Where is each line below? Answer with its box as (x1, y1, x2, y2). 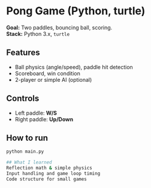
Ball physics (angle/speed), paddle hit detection (14, 63, 133, 70)
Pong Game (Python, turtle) (6, 4, 146, 18)
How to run (6, 132, 49, 143)
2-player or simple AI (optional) (14, 76, 92, 83)
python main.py (6, 149, 44, 155)
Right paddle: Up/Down (14, 115, 74, 123)
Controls (6, 94, 40, 104)
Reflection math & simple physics (6, 165, 93, 171)
